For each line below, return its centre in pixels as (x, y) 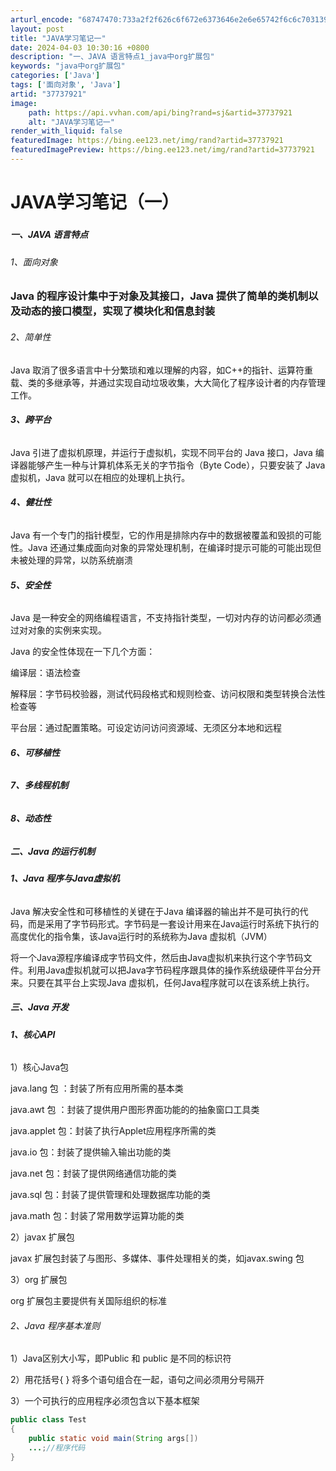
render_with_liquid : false (66, 131)
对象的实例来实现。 (67, 630)
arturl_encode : (42, 19)
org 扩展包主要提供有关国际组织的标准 (88, 1301)
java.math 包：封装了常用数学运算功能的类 (97, 1216)
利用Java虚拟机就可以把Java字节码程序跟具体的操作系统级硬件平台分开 (174, 970)
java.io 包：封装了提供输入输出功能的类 (91, 1152)
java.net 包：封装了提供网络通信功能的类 (93, 1173)
